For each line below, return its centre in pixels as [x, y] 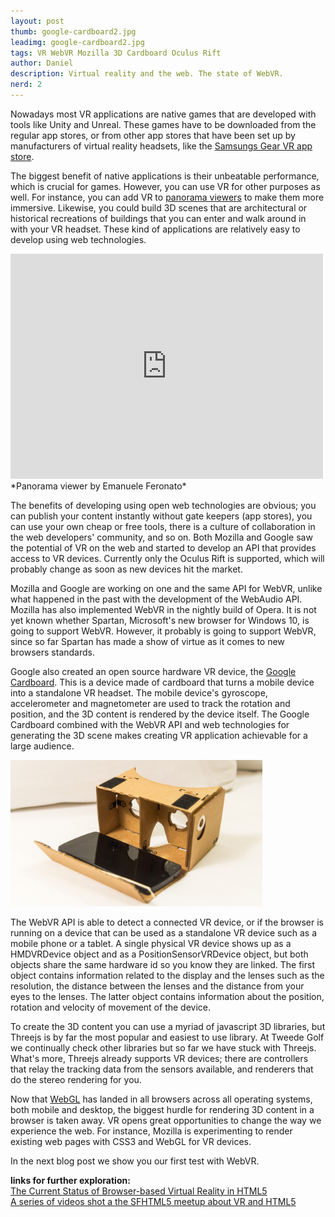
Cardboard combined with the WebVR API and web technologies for [150, 724]
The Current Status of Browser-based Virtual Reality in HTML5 [139, 1191]
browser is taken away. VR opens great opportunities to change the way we [166, 1120]
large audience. [42, 746]
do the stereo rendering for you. [76, 1079]
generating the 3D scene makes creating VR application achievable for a [159, 735]
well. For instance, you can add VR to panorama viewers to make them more [167, 197]
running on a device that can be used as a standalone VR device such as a [164, 932]
